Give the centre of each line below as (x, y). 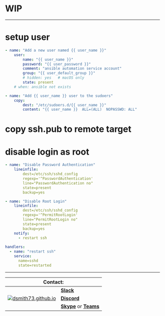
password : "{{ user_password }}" (57, 64)
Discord (70, 298)
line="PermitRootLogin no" (50, 220)
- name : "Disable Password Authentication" (50, 165)
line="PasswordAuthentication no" (58, 183)
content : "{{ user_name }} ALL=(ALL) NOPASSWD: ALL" (80, 110)
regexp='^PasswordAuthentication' (58, 179)
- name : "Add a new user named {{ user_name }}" (56, 50)
